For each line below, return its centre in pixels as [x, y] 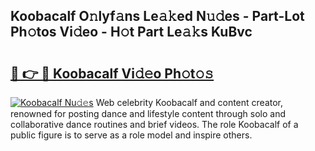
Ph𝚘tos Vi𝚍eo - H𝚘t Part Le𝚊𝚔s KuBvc [131, 32]
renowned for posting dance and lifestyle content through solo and [148, 113]
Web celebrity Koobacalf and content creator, [189, 102]
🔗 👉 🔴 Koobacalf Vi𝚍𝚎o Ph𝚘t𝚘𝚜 [112, 73]
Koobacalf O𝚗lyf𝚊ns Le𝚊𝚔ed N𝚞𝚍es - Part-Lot [157, 16]
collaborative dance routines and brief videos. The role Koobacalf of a [154, 124]
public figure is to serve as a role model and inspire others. [131, 135]
